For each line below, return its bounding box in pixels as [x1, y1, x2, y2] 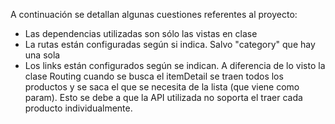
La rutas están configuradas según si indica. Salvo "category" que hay [24, 39, 316, 50]
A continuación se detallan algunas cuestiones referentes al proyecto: [10, 9, 298, 20]
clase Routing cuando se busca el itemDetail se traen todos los [24, 70, 284, 82]
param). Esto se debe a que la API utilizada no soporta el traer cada [24, 92, 303, 103]
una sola [24, 49, 61, 61]
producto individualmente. [24, 102, 133, 114]
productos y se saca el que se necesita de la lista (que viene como [24, 81, 300, 93]
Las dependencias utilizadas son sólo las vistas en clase [24, 28, 258, 39]
